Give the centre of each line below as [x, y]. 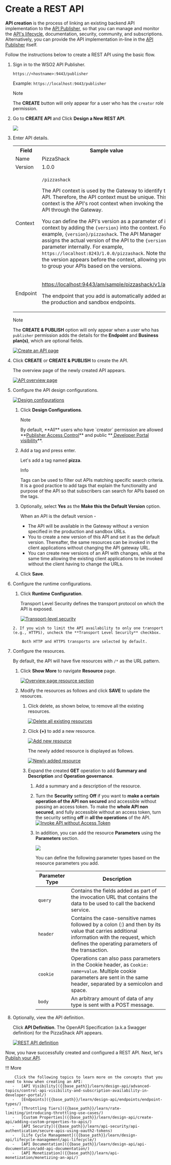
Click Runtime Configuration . [51, 593]
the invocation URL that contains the [114, 897]
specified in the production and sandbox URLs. [77, 531]
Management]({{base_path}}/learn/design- [93, 1135]
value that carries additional [104, 931]
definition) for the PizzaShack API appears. [58, 1033]
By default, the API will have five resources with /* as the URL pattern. [86, 661]
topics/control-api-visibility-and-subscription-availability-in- [77, 1090]
